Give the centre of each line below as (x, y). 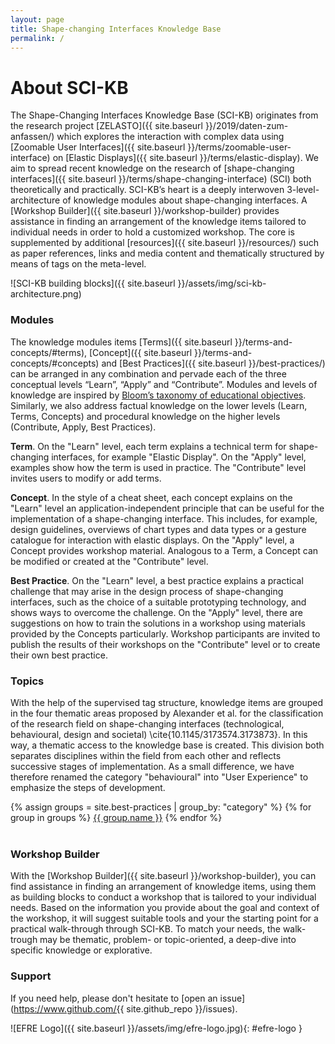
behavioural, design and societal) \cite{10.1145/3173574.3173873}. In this (159, 734)
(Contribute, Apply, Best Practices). (83, 427)
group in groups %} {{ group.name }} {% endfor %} (116, 817)
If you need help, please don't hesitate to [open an (114, 998)
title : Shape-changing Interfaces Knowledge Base (116, 29)
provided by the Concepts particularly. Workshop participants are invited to (165, 633)
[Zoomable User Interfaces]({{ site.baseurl (98, 147)
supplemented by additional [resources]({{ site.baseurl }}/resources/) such (165, 243)
